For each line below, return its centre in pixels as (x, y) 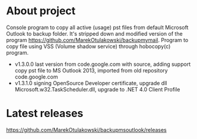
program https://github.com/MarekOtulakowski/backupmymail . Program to (97, 40)
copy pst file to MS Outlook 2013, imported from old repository (91, 70)
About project (41, 11)
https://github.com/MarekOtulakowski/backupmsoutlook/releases (87, 129)
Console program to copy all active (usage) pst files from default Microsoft (97, 27)
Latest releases (45, 113)
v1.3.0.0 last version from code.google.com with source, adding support (103, 64)
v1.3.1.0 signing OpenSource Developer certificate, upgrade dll (91, 83)
